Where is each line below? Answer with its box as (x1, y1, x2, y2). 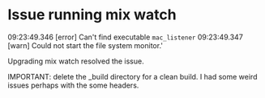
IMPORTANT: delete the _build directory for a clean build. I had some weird (7, 71, 258, 81)
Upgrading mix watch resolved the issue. (7, 56, 144, 66)
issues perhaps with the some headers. (7, 80, 139, 90)
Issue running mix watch (7, 6, 177, 24)
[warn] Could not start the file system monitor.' (7, 40, 164, 50)
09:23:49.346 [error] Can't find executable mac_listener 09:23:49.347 (7, 32, 244, 42)
